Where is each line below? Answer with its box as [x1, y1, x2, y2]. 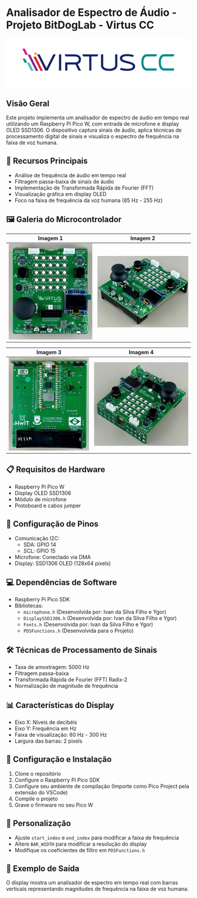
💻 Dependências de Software [6, 577, 117, 587]
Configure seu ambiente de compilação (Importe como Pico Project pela [14, 783, 189, 790]
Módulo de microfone [14, 495, 67, 503]
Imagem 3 [36, 349, 62, 356]
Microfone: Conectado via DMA [14, 553, 91, 560]
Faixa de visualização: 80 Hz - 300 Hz [14, 731, 107, 738]
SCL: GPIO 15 [23, 547, 56, 554]
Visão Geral [6, 98, 50, 108]
